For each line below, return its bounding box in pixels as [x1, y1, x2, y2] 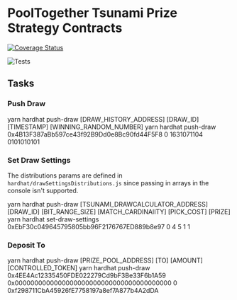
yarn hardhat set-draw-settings [7, 214, 99, 224]
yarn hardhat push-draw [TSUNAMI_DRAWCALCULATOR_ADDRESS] [7, 200, 208, 208]
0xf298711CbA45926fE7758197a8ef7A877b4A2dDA [7, 287, 159, 295]
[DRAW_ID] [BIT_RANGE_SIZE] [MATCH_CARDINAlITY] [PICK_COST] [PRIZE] [7, 207, 231, 216]
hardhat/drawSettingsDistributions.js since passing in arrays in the [7, 178, 209, 187]
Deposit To [7, 240, 46, 250]
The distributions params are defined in [7, 171, 123, 180]
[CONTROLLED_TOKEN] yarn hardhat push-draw [7, 264, 150, 272]
